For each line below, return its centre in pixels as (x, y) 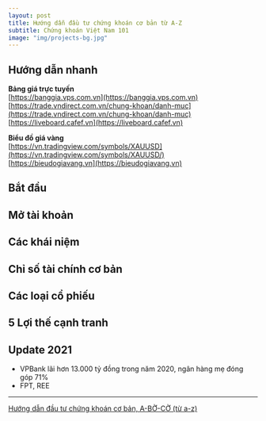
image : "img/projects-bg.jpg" (58, 38)
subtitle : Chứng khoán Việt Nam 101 (68, 30)
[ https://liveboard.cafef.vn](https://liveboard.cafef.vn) (96, 123)
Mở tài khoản (41, 215)
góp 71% (34, 377)
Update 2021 (40, 350)
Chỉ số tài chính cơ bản (65, 269)
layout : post (30, 15)
